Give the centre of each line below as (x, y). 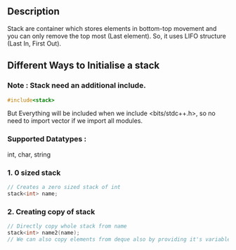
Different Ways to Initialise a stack (84, 66)
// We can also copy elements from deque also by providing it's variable (119, 239)
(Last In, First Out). (34, 43)
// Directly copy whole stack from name (67, 226)
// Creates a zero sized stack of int (64, 187)
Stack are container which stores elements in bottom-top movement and (112, 28)
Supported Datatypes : (47, 139)
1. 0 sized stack (34, 173)
